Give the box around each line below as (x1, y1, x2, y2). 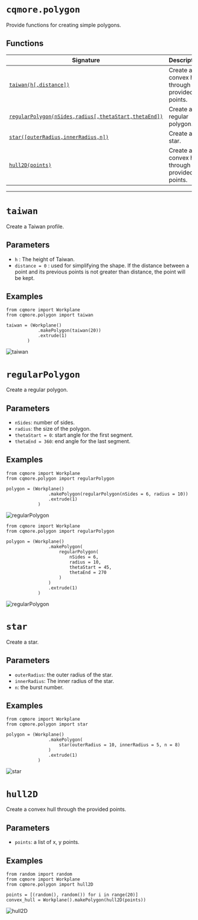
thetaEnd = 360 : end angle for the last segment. (14, 438, 131, 445)
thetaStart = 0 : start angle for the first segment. (14, 431, 134, 438)
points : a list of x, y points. (14, 839, 80, 846)
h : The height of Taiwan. (14, 255, 75, 263)
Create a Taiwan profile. (6, 223, 64, 230)
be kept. (14, 274, 35, 281)
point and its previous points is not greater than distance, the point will (14, 268, 186, 275)
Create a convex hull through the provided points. (6, 806, 127, 813)
